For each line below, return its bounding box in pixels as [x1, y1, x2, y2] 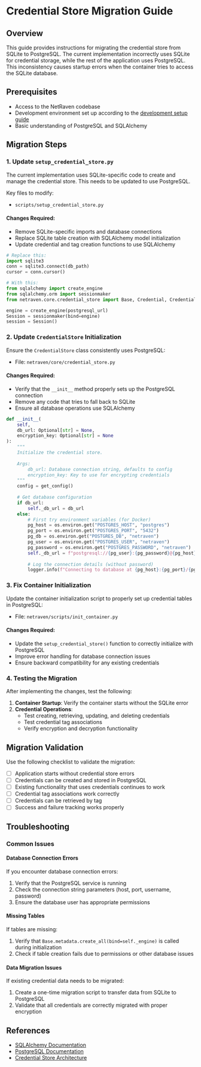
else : [17, 511, 31, 517]
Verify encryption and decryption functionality [23, 725, 138, 732]
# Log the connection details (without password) [28, 561, 154, 567]
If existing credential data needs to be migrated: [6, 977, 124, 985]
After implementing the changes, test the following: [6, 688, 133, 695]
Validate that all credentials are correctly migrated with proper [14, 1002, 167, 1009]
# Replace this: [6, 252, 47, 258]
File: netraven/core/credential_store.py [14, 358, 115, 365]
